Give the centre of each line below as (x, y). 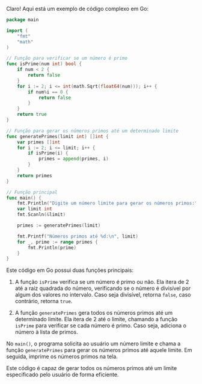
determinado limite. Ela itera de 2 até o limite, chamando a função (96, 319)
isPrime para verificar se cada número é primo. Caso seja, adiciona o (100, 326)
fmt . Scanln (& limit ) (41, 215)
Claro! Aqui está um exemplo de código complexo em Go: (78, 9)
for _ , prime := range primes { (57, 242)
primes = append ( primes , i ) (74, 159)
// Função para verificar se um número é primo (67, 58)
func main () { (24, 198)
